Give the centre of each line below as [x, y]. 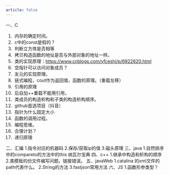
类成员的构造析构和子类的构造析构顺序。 [57, 99]
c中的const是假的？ [35, 42]
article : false [22, 10]
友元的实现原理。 [32, 74]
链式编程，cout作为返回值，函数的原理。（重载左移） [69, 80]
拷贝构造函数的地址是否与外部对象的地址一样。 [63, 55]
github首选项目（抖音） [39, 106]
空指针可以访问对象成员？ [41, 67]
